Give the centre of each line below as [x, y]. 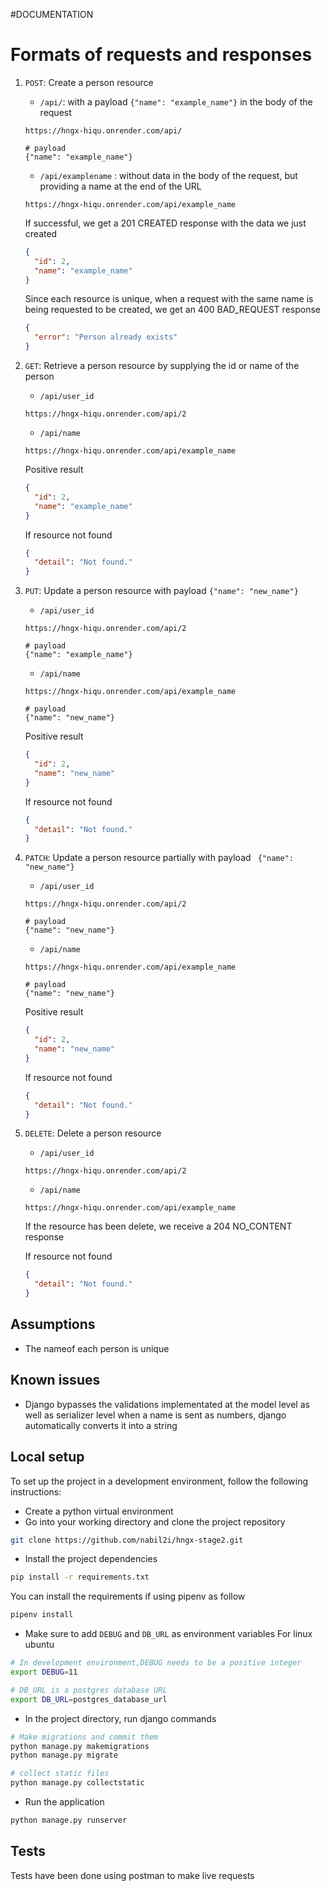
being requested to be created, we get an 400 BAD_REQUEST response [172, 310]
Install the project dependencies [91, 1559]
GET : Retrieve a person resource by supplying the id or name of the [162, 366]
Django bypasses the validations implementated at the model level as [167, 1404]
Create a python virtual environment [99, 1511]
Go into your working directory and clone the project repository [155, 1521]
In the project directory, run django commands [120, 1718]
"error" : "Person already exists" [106, 337]
